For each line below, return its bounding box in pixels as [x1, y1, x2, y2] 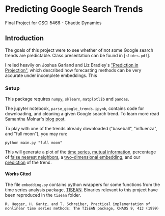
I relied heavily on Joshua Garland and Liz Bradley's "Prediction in [5, 62, 138, 68]
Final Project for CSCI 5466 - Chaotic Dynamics [5, 20, 102, 26]
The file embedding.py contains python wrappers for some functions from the [5, 181, 160, 188]
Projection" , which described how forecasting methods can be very [5, 67, 141, 73]
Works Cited [5, 171, 31, 177]
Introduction [5, 34, 44, 42]
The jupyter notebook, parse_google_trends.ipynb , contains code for [5, 106, 144, 111]
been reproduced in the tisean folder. [5, 192, 82, 198]
